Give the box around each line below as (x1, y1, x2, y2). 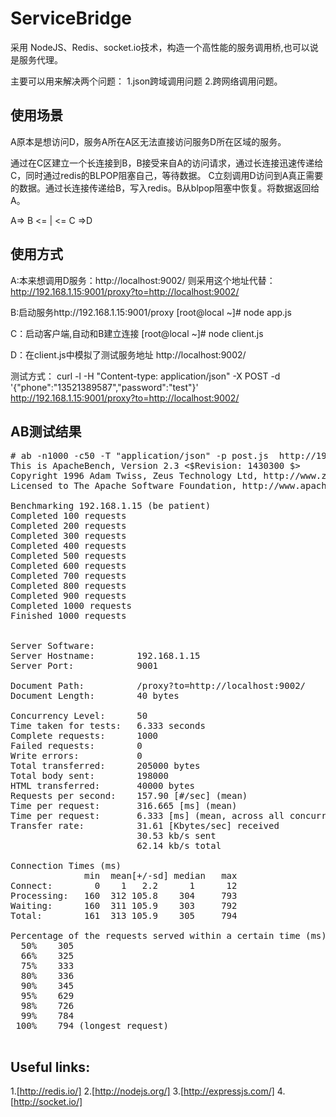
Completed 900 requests (10, 590, 127, 602)
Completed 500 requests (10, 550, 127, 562)
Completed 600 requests (10, 560, 127, 572)
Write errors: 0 (10, 750, 143, 762)
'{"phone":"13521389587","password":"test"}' (10, 381, 199, 393)
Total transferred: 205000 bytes (10, 760, 201, 772)
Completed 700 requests (10, 570, 127, 582)
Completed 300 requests (10, 530, 127, 542)
